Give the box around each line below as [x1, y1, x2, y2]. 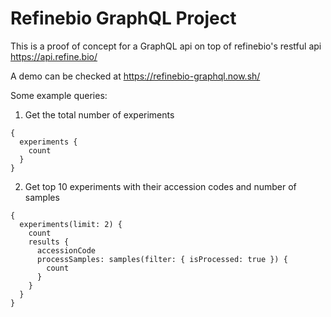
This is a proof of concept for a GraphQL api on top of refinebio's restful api [10, 40, 322, 52]
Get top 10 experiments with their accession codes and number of [24, 180, 297, 192]
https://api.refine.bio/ [10, 50, 98, 62]
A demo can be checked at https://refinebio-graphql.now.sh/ [10, 70, 261, 82]
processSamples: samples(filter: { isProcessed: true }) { [36, 254, 288, 264]
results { [28, 237, 70, 247]
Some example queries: [10, 89, 108, 101]
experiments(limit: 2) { [19, 219, 123, 229]
